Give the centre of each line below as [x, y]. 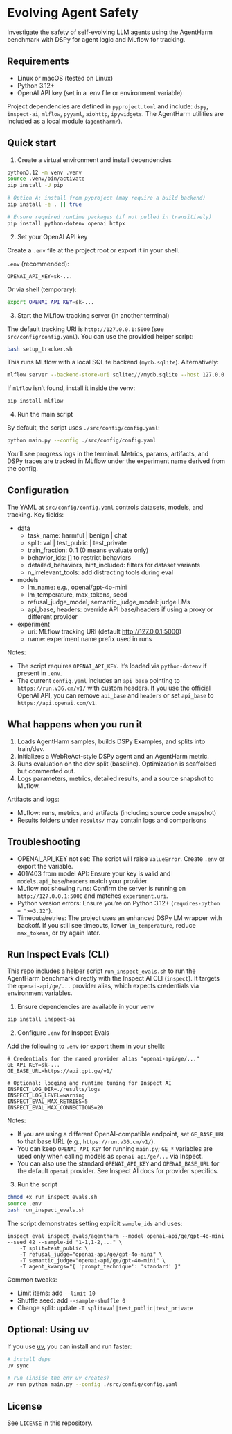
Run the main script [45, 414]
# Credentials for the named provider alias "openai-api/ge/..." [103, 1059]
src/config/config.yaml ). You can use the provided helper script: [100, 336]
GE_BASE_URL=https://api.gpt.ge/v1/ [60, 1071]
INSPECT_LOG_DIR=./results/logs [54, 1090]
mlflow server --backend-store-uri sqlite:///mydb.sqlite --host [103, 375]
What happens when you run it [75, 725]
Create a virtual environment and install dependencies [94, 160]
